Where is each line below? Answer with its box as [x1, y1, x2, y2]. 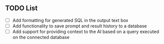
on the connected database [12, 34, 70, 40]
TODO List [5, 4, 38, 12]
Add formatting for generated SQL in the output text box [12, 17, 129, 23]
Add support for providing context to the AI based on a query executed [12, 28, 159, 34]
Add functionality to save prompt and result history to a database [12, 22, 147, 29]
